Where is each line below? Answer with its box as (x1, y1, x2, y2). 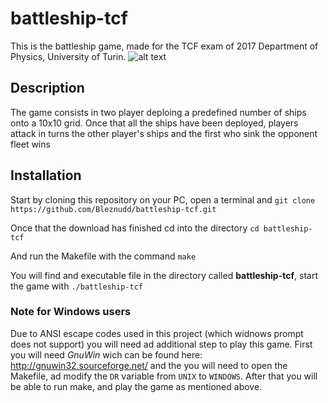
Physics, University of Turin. (10, 50, 127, 62)
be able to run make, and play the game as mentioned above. (10, 380, 263, 392)
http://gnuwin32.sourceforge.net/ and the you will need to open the (10, 359, 288, 371)
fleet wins (10, 138, 51, 150)
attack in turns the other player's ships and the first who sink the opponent (10, 127, 318, 139)
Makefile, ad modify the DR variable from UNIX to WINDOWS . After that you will (10, 370, 318, 382)
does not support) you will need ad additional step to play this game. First (10, 338, 313, 350)
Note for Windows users (10, 305, 132, 319)
